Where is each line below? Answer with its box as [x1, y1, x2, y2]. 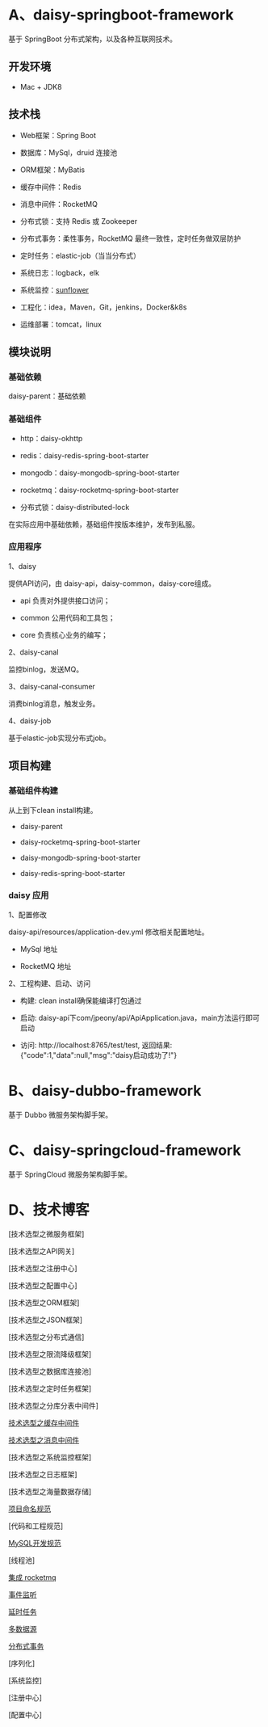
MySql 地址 [19, 944, 58, 954]
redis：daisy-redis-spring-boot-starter [19, 450, 149, 460]
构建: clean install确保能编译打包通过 [19, 996, 142, 1005]
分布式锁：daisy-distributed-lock [19, 502, 130, 512]
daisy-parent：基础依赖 [8, 391, 86, 401]
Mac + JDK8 [19, 82, 62, 91]
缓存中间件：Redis [19, 182, 82, 192]
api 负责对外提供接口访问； [19, 596, 111, 605]
